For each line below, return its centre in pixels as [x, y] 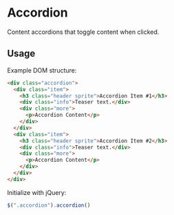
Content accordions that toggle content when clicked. [83, 32]
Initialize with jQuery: [37, 192]
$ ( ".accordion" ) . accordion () [49, 205]
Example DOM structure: [42, 70]
